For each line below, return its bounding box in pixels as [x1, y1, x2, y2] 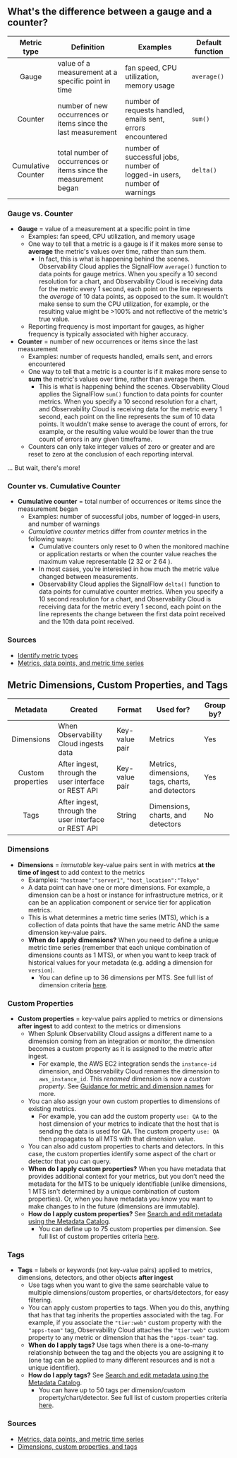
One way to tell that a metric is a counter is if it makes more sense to [28, 368, 227, 376]
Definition [71, 42, 105, 52]
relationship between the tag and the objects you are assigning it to [28, 1348, 224, 1357]
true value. [38, 314, 71, 324]
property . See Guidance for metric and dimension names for [38, 1082, 214, 1090]
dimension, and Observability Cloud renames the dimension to [38, 1067, 220, 1076]
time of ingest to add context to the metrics [17, 868, 145, 876]
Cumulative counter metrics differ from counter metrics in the [28, 527, 207, 536]
